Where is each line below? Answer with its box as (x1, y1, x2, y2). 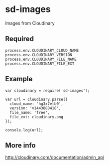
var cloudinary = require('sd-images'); (5, 88, 91, 93)
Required (5, 35, 34, 43)
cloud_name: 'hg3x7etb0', (9, 101, 64, 106)
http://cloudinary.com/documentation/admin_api (5, 154, 105, 160)
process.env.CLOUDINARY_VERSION (5, 52, 72, 57)
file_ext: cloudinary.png (9, 114, 64, 119)
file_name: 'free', (9, 110, 50, 115)
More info (5, 141, 36, 149)
